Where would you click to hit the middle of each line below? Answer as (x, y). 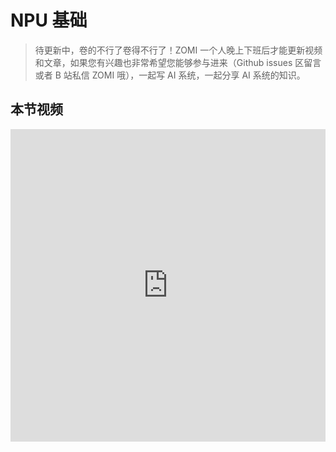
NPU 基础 (49, 20)
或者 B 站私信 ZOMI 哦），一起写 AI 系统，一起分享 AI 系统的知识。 (170, 75)
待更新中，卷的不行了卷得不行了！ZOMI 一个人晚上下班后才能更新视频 (178, 50)
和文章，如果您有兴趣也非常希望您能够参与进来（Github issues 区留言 (178, 62)
